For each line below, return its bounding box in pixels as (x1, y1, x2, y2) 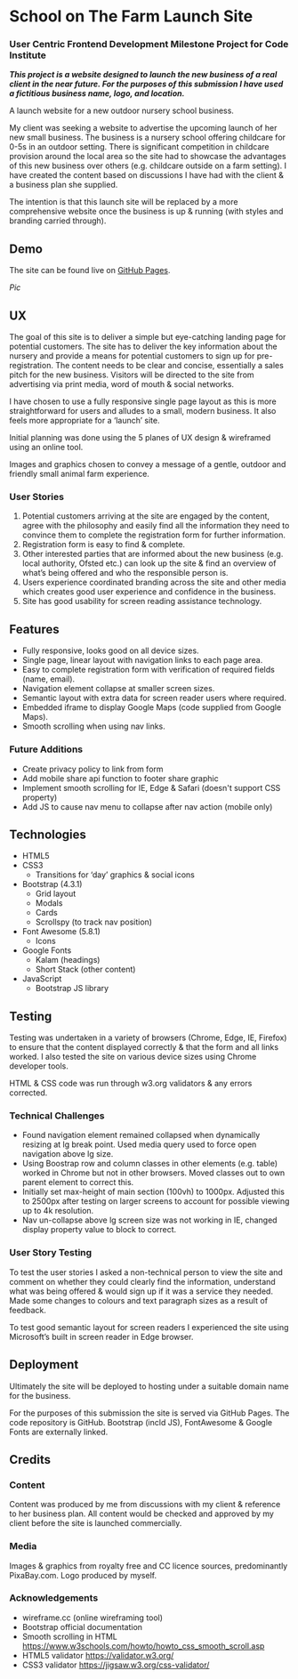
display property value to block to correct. (21, 1224, 177, 1235)
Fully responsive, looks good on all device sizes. (21, 645, 199, 656)
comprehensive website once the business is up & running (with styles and (9, 206, 284, 217)
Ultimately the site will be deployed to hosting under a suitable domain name (9, 1381, 289, 1392)
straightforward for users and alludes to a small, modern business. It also (9, 406, 277, 416)
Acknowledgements (9, 1592, 99, 1604)
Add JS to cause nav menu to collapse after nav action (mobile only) (21, 801, 273, 811)
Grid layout (35, 888, 77, 900)
